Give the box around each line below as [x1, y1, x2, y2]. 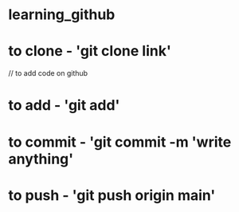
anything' [8, 150, 74, 168]
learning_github [8, 6, 116, 24]
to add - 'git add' [8, 96, 120, 115]
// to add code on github [8, 69, 88, 78]
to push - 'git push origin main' [8, 186, 216, 204]
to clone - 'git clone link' [8, 42, 171, 61]
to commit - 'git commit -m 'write [8, 133, 232, 151]
